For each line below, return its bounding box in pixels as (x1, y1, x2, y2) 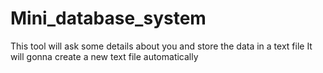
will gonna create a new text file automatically (10, 50, 199, 62)
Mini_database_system (10, 7, 207, 30)
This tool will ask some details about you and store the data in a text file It (10, 40, 313, 52)
